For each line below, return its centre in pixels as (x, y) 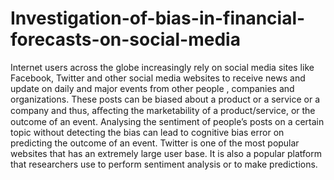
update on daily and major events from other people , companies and (152, 88)
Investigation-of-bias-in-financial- (158, 18)
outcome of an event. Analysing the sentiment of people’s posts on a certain (167, 121)
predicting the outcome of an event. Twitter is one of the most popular (155, 143)
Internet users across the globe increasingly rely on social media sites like (162, 67)
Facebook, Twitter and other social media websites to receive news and (158, 78)
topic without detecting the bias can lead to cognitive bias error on (147, 132)
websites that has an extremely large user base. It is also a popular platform (166, 153)
